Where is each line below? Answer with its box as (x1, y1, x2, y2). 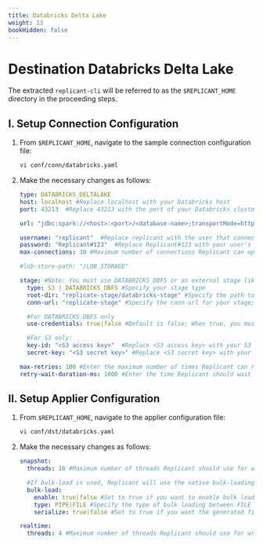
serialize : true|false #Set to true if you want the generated (34, 508, 244, 516)
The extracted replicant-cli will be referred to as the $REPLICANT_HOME (8, 86, 236, 95)
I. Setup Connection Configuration (8, 117, 179, 130)
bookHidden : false (8, 26, 68, 34)
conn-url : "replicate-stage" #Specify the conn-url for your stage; (27, 298, 255, 306)
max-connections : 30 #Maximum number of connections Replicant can (19, 248, 245, 256)
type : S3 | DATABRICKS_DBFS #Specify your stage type (27, 283, 206, 291)
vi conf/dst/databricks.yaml (19, 428, 115, 436)
